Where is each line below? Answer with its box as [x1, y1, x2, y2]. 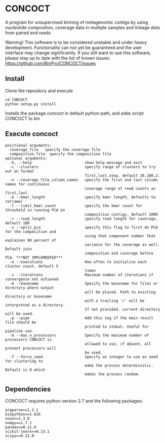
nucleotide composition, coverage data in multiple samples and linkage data [5, 24, 160, 30]
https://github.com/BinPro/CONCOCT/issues [5, 60, 96, 66]
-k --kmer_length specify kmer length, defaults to [9, 194, 156, 200]
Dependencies [5, 385, 51, 393]
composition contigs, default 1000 [84, 212, 158, 217]
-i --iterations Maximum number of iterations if [9, 272, 154, 277]
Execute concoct [5, 130, 58, 138]
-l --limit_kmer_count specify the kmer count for [9, 203, 142, 208]
